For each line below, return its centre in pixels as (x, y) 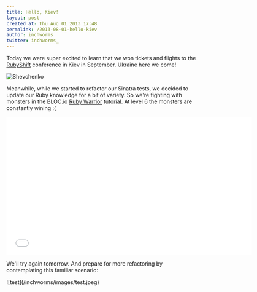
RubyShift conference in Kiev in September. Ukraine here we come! (91, 65)
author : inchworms (30, 35)
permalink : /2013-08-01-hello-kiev (52, 29)
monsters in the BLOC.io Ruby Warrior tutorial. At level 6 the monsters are (99, 101)
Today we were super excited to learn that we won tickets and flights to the (101, 58)
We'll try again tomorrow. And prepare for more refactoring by (85, 264)
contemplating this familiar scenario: (52, 270)
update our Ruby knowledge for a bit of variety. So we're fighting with (94, 95)
